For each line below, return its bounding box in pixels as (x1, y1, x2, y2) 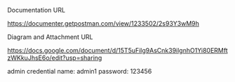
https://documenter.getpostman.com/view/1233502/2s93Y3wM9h (7, 19, 200, 27)
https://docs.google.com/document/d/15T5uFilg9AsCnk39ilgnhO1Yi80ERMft (7, 47, 228, 54)
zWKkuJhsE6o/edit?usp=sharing (7, 54, 102, 62)
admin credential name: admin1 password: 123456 (7, 67, 152, 75)
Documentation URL (7, 6, 65, 14)
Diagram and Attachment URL (7, 33, 93, 41)
